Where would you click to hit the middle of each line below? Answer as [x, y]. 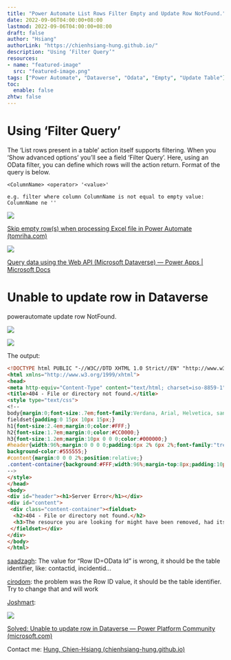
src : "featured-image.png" [52, 71]
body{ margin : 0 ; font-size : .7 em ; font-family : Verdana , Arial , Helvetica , [110, 413]
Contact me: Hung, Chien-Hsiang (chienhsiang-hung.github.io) [96, 650]
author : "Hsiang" [32, 39]
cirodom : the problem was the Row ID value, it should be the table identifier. [114, 582]
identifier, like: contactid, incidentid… [59, 568]
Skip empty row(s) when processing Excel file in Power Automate [100, 228]
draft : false [26, 33]
